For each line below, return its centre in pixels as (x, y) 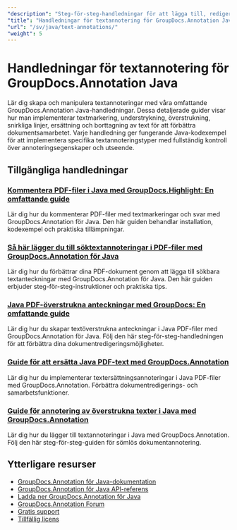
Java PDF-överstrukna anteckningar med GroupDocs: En (107, 305)
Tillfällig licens (38, 519)
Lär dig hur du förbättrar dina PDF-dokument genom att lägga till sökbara (114, 271)
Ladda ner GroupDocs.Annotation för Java (79, 496)
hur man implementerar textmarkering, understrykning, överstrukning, (109, 118)
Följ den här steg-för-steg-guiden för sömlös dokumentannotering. (104, 443)
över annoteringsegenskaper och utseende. (71, 148)
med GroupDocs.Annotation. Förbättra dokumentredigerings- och (103, 385)
